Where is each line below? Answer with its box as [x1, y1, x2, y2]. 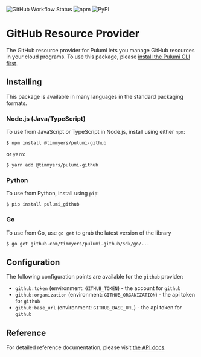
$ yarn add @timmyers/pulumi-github [6, 162, 98, 168]
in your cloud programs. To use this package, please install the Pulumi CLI [6, 53, 190, 60]
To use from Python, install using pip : [6, 190, 100, 197]
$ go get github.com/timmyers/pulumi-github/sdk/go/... [6, 241, 150, 247]
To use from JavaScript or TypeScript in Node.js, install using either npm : [6, 128, 185, 136]
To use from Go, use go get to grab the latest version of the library [6, 229, 171, 236]
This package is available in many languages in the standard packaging [6, 93, 184, 100]
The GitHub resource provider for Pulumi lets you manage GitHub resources [6, 46, 195, 54]
